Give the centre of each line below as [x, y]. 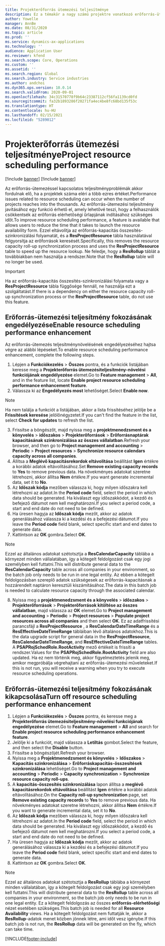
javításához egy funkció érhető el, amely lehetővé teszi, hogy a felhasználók [82, 209]
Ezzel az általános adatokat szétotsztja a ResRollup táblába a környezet [78, 882]
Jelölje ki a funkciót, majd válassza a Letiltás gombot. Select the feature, [85, 742]
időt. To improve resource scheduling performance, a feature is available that [82, 219]
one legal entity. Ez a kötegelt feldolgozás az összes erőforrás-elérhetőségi [82, 903]
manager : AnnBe [21, 23]
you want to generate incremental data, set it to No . [64, 811]
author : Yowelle [22, 19]
